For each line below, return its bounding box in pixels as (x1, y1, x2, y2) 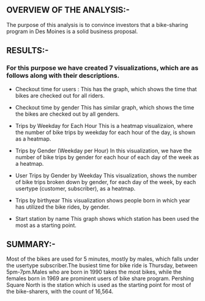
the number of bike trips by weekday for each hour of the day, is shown (15, 128, 196, 136)
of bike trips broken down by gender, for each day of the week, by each (15, 178, 196, 185)
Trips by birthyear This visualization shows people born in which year (15, 196, 191, 204)
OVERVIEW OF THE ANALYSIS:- (6, 5, 130, 15)
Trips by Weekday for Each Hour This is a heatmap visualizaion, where (15, 122, 193, 129)
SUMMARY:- (6, 239, 56, 250)
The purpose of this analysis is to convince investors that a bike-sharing (6, 21, 188, 28)
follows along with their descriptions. (6, 72, 120, 80)
